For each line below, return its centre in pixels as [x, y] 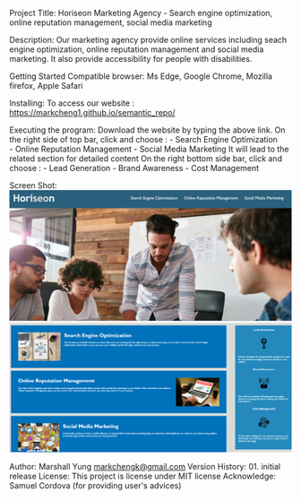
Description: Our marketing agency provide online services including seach [148, 40]
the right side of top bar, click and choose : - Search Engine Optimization [143, 139]
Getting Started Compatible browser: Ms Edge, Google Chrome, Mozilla [141, 76]
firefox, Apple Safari [46, 86]
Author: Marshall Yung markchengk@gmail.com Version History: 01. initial [145, 466]
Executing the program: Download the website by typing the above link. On [147, 130]
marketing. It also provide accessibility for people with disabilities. [131, 59]
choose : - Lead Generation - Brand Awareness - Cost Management [134, 168]
